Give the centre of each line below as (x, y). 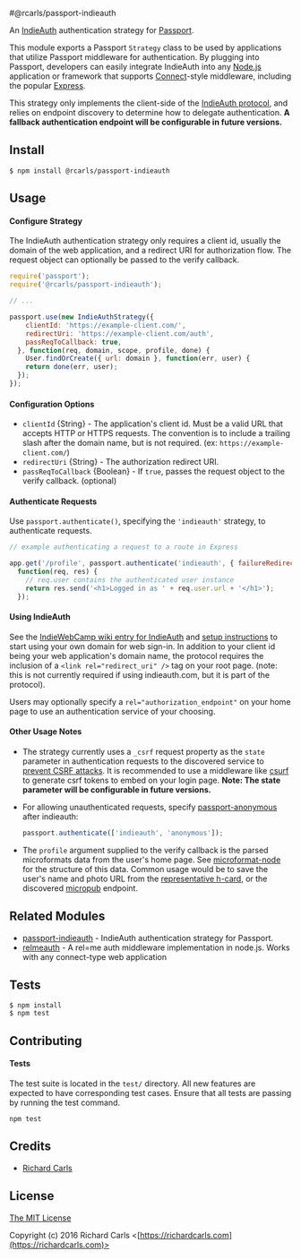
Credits (30, 1147)
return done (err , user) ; (72, 367)
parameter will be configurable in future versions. (117, 789)
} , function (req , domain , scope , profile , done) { (114, 350)
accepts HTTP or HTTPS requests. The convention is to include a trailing (156, 433)
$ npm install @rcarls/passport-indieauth (90, 171)
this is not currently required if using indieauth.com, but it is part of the (140, 674)
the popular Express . (47, 86)
